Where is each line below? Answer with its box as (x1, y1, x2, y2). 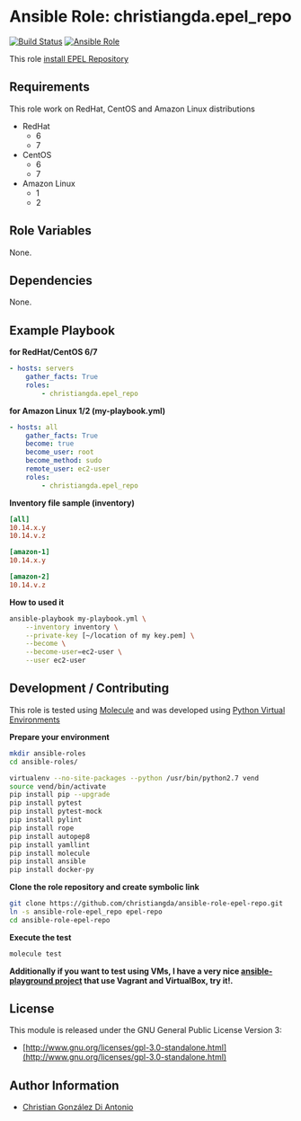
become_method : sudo (25, 456, 102, 465)
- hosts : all (9, 422, 58, 432)
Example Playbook (9, 322, 115, 338)
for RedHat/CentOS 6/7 (9, 347, 98, 357)
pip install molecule (9, 849, 91, 858)
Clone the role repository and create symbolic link (9, 882, 199, 893)
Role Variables (9, 223, 92, 239)
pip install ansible (9, 857, 87, 866)
